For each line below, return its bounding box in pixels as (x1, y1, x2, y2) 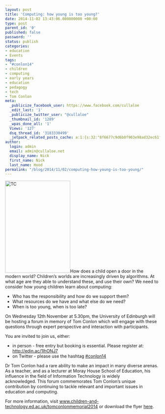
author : (5, 139, 21, 145)
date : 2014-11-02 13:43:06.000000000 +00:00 (5, 16, 98, 21)
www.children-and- (59, 398, 99, 404)
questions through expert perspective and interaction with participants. (5, 324, 149, 330)
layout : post (5, 7, 32, 12)
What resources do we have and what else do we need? (12, 299, 126, 304)
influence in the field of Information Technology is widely (5, 373, 120, 379)
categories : (5, 44, 29, 49)
